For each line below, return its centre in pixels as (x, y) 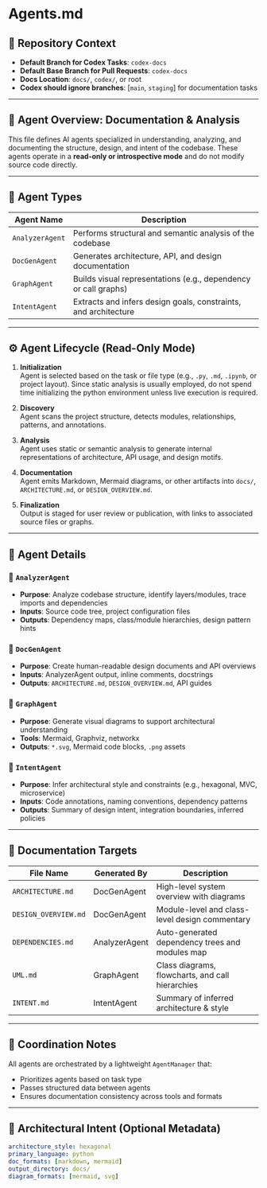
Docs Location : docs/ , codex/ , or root (80, 79)
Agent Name (39, 220)
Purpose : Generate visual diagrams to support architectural (117, 721)
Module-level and (190, 910)
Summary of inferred (195, 998)
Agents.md (46, 14)
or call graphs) (100, 289)
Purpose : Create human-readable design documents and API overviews (138, 666)
